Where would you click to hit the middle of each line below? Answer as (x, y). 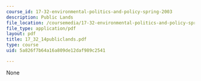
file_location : (25, 23)
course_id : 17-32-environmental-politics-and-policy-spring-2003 (89, 12)
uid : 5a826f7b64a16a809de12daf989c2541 (56, 51)
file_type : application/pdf (41, 28)
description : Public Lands (40, 17)
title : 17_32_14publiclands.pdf (46, 39)
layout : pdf (21, 34)
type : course (22, 45)
